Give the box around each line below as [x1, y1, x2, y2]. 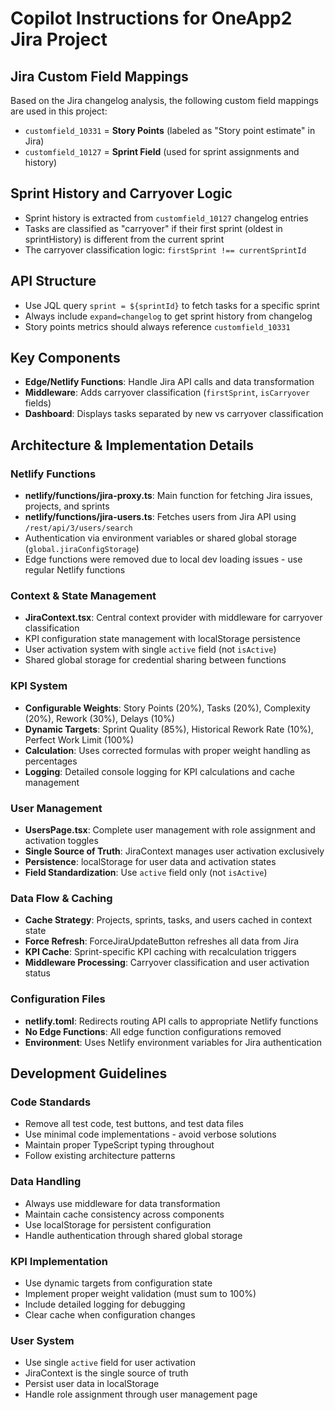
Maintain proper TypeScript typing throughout [24, 1139, 215, 1151]
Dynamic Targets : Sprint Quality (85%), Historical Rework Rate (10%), [24, 723, 314, 735]
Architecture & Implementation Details [10, 437, 254, 454]
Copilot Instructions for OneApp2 [10, 7, 293, 30]
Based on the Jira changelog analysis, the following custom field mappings [10, 95, 319, 106]
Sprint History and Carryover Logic [10, 185, 233, 202]
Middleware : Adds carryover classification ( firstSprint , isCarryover [24, 387, 310, 399]
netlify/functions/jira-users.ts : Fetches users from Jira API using [24, 511, 297, 523]
